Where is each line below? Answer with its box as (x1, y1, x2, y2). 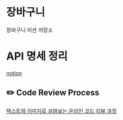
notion (6, 69, 22, 76)
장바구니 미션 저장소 (6, 26, 53, 33)
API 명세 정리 (6, 50, 68, 63)
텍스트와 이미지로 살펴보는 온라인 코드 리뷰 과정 (6, 107, 117, 114)
